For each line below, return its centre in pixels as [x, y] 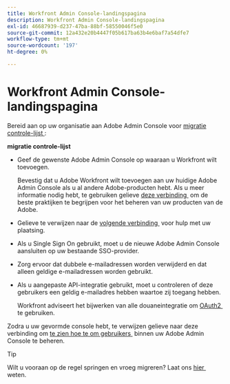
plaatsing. [31, 230]
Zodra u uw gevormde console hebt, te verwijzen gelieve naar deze [103, 326]
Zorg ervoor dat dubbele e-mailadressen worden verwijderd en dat [112, 264]
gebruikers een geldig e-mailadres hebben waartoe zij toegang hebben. [119, 292]
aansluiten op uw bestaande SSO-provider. [78, 250]
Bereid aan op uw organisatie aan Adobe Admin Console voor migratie [107, 125]
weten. [17, 374]
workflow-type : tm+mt [38, 39]
